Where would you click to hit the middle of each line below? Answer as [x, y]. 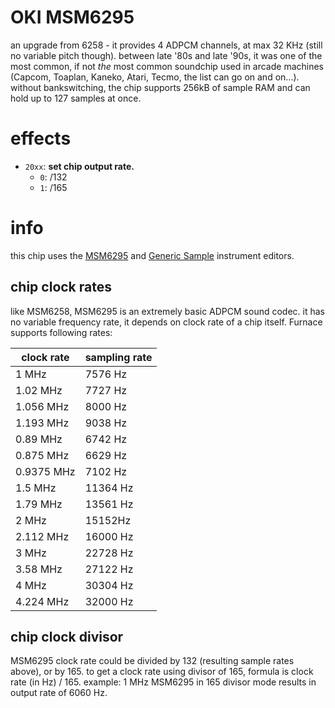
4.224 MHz [42, 601]
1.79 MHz [39, 504]
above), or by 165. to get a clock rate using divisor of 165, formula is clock [162, 672]
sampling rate [118, 357]
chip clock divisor [67, 637]
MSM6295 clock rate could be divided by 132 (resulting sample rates [152, 661]
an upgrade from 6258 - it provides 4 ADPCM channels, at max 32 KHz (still [166, 45]
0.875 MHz [42, 455]
